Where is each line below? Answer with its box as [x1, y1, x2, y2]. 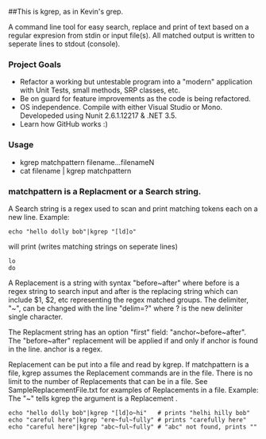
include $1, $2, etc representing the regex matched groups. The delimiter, [8, 295, 249, 304]
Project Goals [8, 59, 62, 70]
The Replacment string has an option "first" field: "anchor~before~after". [8, 327, 247, 337]
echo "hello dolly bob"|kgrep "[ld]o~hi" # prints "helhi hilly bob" [8, 409, 250, 417]
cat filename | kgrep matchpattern [19, 166, 132, 175]
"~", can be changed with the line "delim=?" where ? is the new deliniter [8, 303, 244, 313]
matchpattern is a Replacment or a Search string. [8, 186, 202, 197]
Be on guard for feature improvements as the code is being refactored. [19, 94, 252, 104]
